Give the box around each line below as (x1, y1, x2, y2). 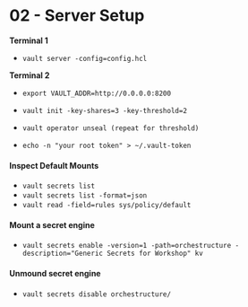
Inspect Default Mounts (9, 160, 99, 171)
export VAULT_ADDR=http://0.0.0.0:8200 (21, 89, 172, 98)
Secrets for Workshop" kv (107, 249, 203, 259)
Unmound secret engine (9, 268, 101, 278)
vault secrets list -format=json (21, 191, 148, 200)
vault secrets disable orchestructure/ (21, 289, 172, 299)
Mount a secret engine (9, 219, 96, 230)
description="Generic (21, 249, 103, 259)
